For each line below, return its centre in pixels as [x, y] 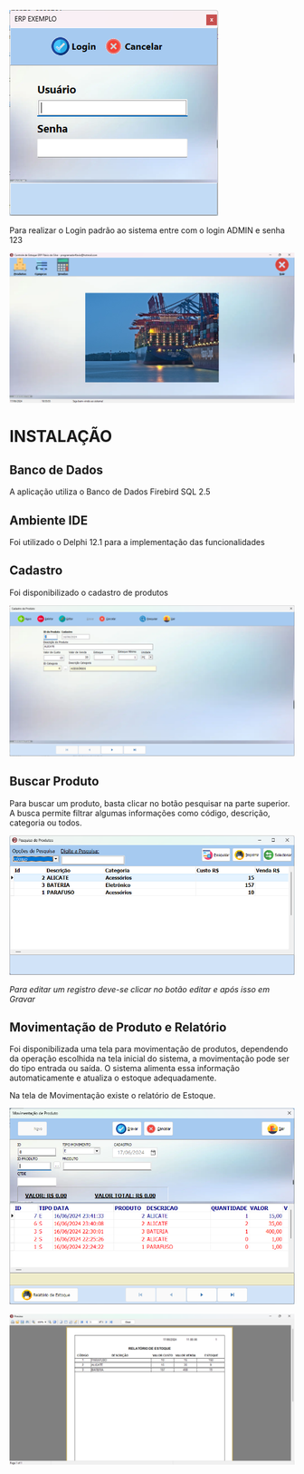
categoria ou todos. [46, 823]
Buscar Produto [54, 781]
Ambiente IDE [49, 520]
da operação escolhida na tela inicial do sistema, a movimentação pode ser [150, 1059]
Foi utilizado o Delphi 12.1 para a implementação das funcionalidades [137, 542]
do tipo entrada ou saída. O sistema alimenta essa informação [124, 1069]
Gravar [23, 999]
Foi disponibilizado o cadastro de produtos [89, 592]
